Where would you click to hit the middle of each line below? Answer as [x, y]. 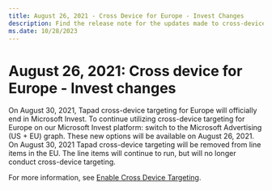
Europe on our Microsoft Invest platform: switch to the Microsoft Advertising [135, 128]
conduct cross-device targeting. [62, 162]
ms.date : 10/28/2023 [43, 31]
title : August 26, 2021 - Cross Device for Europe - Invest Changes [126, 16]
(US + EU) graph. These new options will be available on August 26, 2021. [132, 136]
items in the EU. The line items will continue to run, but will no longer [122, 154]
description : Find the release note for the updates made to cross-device [137, 23]
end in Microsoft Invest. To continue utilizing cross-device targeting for [127, 119]
